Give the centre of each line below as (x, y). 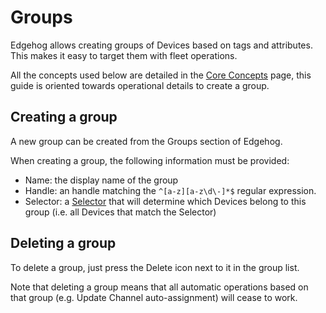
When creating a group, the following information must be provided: (150, 160)
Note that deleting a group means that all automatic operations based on (159, 287)
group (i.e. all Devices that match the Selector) (120, 212)
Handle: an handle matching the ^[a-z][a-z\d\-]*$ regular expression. (170, 190)
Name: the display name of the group (101, 180)
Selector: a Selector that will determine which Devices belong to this (165, 201)
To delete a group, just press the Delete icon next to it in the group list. (155, 267)
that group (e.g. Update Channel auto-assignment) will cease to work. (154, 297)
